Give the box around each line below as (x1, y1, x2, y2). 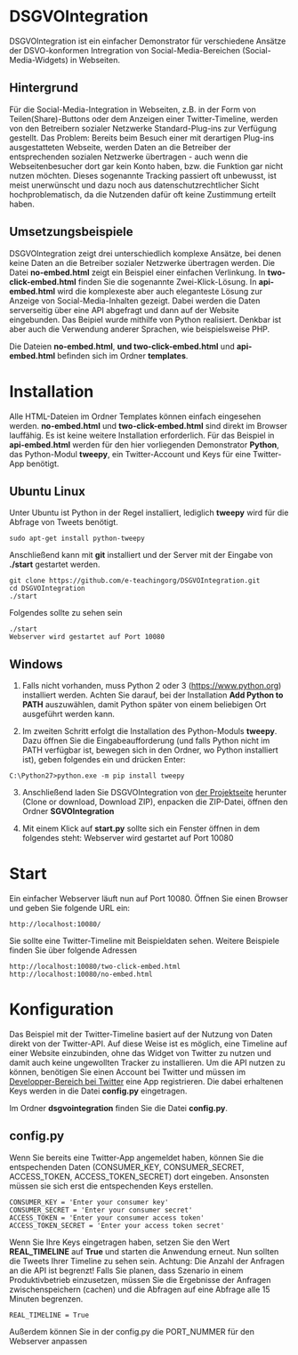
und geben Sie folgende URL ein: (9, 903, 131, 914)
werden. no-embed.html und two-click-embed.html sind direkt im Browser (9, 420, 287, 431)
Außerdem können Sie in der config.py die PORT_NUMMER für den (9, 1326, 255, 1336)
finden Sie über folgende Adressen (9, 945, 138, 956)
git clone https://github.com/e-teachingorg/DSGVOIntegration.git (9, 577, 261, 585)
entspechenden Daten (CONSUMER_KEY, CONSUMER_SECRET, (9, 1161, 245, 1172)
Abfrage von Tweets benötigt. (9, 517, 118, 528)
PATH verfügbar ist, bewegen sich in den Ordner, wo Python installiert (21, 745, 278, 755)
